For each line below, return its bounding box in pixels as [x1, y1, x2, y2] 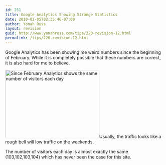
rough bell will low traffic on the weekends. [5, 139, 94, 145]
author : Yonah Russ [5, 21, 46, 27]
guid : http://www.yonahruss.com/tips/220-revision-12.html [5, 31, 131, 36]
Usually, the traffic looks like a [99, 133, 161, 139]
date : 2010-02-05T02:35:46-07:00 [5, 17, 75, 22]
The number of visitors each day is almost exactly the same [5, 148, 128, 154]
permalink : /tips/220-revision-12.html [5, 36, 89, 41]
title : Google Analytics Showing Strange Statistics [5, 12, 118, 17]
